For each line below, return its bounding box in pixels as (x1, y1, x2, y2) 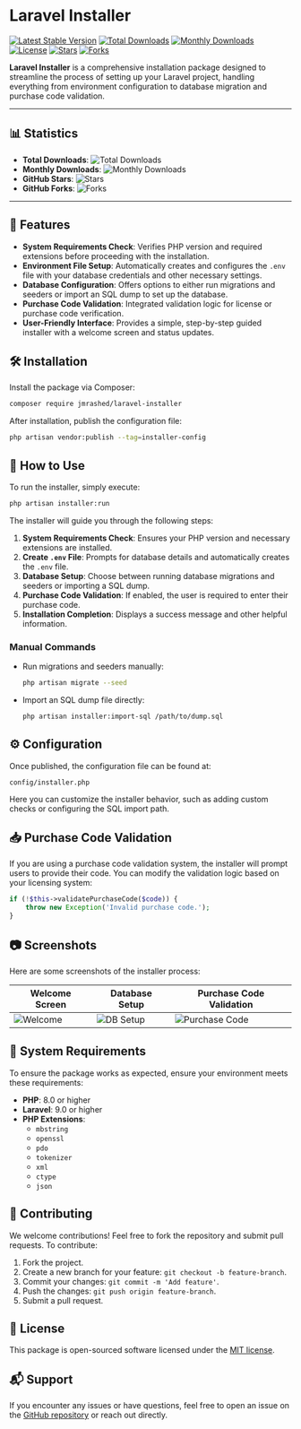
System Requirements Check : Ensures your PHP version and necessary (21, 533, 291, 543)
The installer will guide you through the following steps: (9, 515, 213, 525)
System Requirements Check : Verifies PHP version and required (21, 241, 262, 252)
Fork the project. (21, 1257, 84, 1268)
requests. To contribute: (9, 1239, 99, 1251)
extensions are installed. (21, 541, 113, 552)
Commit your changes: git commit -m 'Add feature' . (21, 1276, 219, 1286)
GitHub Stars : (21, 173, 74, 184)
